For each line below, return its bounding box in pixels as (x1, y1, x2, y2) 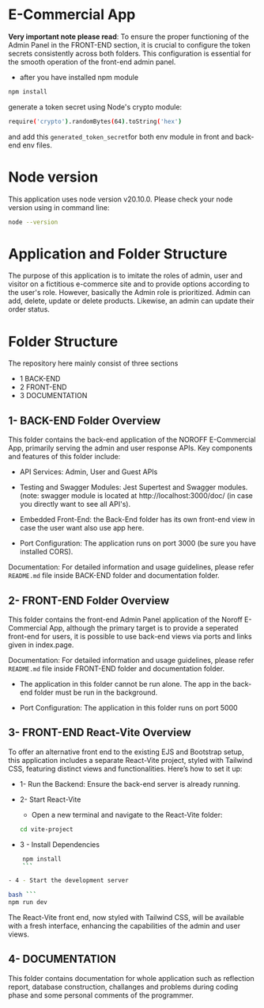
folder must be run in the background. (34, 688, 158, 697)
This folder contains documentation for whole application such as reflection (8, 973, 255, 983)
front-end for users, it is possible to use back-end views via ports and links (8, 632, 252, 641)
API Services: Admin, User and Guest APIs (19, 467, 158, 477)
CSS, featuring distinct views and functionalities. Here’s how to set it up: (8, 764, 243, 773)
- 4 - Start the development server (8, 876, 129, 885)
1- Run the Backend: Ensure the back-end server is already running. (19, 779, 241, 788)
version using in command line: (8, 202, 110, 212)
